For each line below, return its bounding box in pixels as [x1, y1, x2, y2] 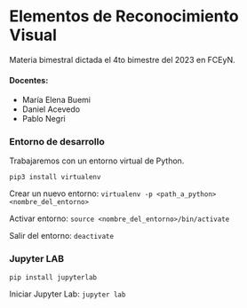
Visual [9, 25, 58, 45]
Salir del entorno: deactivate [9, 231, 114, 241]
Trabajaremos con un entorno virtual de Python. [9, 155, 185, 166]
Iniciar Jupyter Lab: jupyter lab [9, 288, 126, 299]
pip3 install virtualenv [9, 173, 101, 182]
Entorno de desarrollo [9, 136, 105, 148]
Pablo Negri [21, 114, 66, 124]
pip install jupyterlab [9, 272, 98, 281]
